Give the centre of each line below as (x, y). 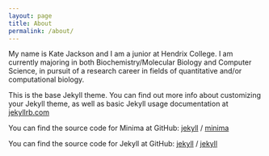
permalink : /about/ (41, 31)
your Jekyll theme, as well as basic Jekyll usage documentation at (118, 104)
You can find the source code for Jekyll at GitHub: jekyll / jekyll (113, 144)
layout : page (30, 16)
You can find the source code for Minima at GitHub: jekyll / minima (119, 128)
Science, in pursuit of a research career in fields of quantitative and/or (125, 71)
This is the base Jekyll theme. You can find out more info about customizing (134, 95)
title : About (30, 23)
